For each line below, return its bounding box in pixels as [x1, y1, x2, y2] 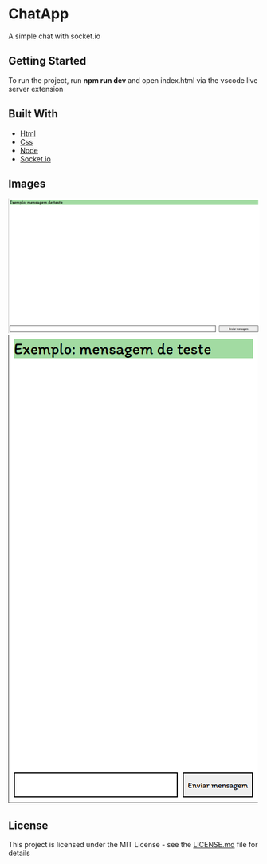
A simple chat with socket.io [8, 31, 101, 41]
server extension [8, 84, 64, 93]
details [8, 848, 30, 858]
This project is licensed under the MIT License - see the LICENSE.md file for [8, 840, 258, 850]
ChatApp [8, 5, 69, 23]
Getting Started [8, 54, 87, 68]
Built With [8, 107, 58, 121]
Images [8, 176, 46, 190]
